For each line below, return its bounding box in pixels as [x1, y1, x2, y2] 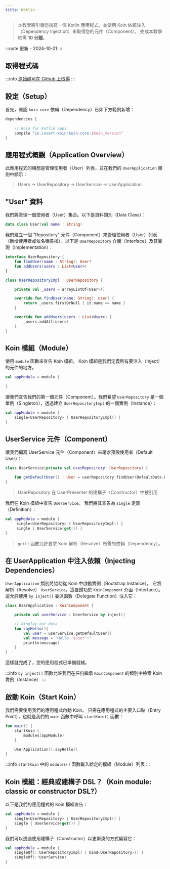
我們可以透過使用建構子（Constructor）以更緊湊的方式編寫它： [5, 835, 137, 841]
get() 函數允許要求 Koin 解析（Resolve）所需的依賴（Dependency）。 [17, 540, 163, 546]
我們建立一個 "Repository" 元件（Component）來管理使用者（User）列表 [5, 232, 158, 238]
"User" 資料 [5, 197, 43, 206]
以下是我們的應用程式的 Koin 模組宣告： [5, 801, 88, 807]
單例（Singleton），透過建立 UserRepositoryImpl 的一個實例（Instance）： [5, 400, 157, 406]
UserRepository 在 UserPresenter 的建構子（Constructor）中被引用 [17, 489, 158, 495]
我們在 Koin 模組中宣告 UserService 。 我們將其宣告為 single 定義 [5, 500, 141, 506]
